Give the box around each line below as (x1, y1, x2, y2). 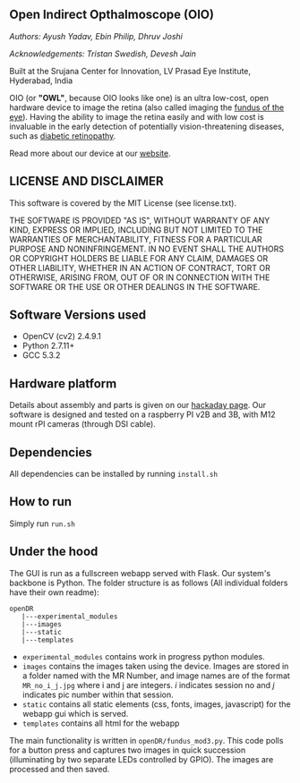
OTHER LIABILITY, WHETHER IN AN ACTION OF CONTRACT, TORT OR (9, 262, 270, 273)
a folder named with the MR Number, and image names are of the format (21, 670, 291, 681)
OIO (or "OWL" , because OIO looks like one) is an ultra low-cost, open (9, 92, 269, 103)
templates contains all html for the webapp (21, 718, 180, 728)
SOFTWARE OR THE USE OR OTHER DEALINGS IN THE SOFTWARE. (9, 281, 261, 292)
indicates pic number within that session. (21, 689, 174, 700)
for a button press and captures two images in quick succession (9, 745, 246, 755)
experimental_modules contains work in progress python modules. (21, 651, 266, 661)
